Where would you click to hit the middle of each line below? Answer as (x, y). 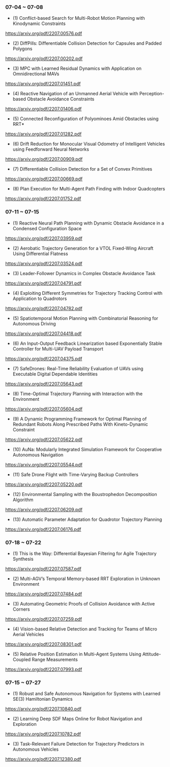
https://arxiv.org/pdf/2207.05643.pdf (44, 383)
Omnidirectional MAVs (36, 74)
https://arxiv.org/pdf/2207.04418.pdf (44, 333)
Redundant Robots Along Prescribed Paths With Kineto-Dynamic (80, 424)
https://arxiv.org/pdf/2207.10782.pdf (43, 734)
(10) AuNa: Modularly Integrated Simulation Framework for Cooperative (87, 449)
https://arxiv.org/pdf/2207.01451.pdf (43, 84)
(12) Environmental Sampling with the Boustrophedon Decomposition (85, 494)
